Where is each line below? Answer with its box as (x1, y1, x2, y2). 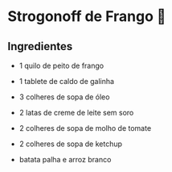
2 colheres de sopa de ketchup (18, 139, 122, 149)
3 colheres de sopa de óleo (18, 92, 110, 102)
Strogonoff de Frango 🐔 (7, 7, 166, 26)
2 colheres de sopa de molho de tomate (18, 124, 152, 132)
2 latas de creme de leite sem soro (18, 108, 134, 117)
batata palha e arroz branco (18, 155, 112, 164)
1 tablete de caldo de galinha (18, 77, 114, 86)
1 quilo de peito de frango (18, 61, 104, 70)
